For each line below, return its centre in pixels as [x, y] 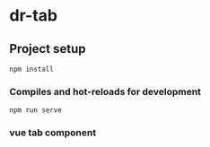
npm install [31, 69]
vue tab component [53, 133]
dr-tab [34, 16]
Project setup [48, 49]
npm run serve [36, 110]
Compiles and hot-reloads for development [105, 91]
